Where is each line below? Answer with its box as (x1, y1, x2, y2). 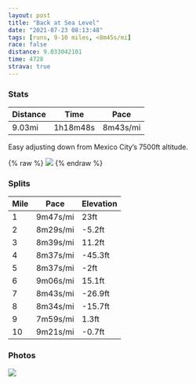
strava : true (8, 63, 51, 71)
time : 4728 (8, 56, 44, 64)
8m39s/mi (36, 237, 74, 248)
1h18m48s (53, 123, 96, 134)
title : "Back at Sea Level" (8, 19, 100, 27)
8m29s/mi (36, 225, 74, 236)
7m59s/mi (36, 313, 74, 324)
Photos (8, 350, 36, 361)
